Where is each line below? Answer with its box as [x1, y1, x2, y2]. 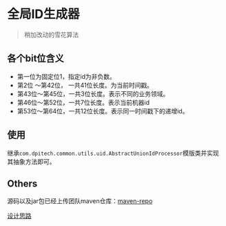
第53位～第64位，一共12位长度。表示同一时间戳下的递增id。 [17, 106, 189, 115]
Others [7, 178, 38, 189]
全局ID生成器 [7, 6, 81, 22]
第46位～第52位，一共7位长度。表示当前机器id [17, 98, 150, 106]
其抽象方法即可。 [7, 157, 56, 166]
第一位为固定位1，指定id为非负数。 [17, 72, 116, 80]
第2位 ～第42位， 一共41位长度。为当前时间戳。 [17, 81, 154, 89]
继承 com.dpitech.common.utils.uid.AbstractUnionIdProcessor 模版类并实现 [7, 149, 219, 157]
